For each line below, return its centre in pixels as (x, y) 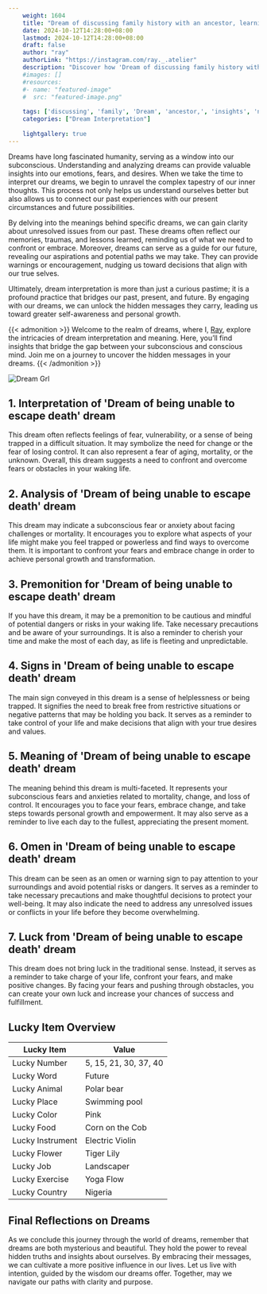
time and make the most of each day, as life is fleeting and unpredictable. (128, 641)
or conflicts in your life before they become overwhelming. (104, 912)
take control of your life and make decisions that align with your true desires (132, 723)
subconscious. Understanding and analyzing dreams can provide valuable (130, 165)
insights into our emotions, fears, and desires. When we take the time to (126, 173)
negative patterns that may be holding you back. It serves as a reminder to (130, 714)
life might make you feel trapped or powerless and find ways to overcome (129, 542)
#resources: (42, 82)
